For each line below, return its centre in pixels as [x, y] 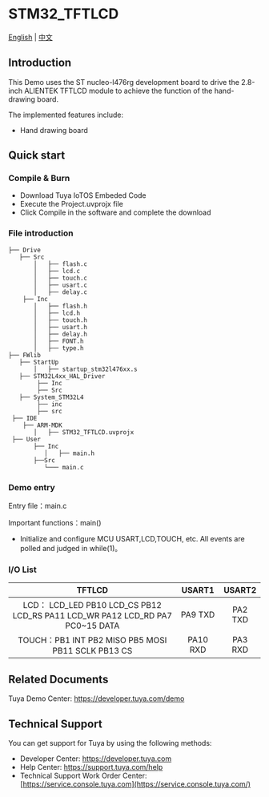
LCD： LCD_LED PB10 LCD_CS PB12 [92, 606]
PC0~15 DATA [92, 626]
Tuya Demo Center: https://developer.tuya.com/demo [96, 698]
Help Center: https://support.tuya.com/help [91, 767]
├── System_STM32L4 [51, 397]
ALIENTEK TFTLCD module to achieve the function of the [118, 91]
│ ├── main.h [69, 453]
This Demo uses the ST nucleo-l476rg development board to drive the [124, 82]
